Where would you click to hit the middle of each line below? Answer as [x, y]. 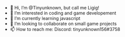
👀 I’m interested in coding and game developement [63, 13]
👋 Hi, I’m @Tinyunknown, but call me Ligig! [55, 8]
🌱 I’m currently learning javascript [45, 18]
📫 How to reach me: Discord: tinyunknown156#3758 [65, 29]
